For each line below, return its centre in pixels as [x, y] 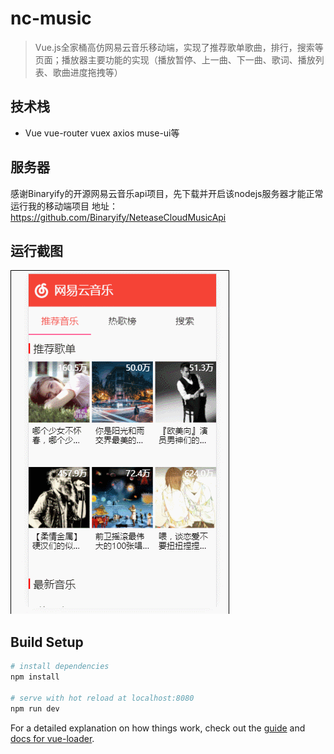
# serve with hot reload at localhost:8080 [102, 698]
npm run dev [35, 708]
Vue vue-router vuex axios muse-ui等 [102, 133]
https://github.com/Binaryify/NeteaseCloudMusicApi [118, 217]
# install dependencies [60, 667]
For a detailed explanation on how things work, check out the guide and [158, 728]
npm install [35, 677]
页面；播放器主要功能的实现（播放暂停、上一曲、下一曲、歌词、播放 [175, 59]
